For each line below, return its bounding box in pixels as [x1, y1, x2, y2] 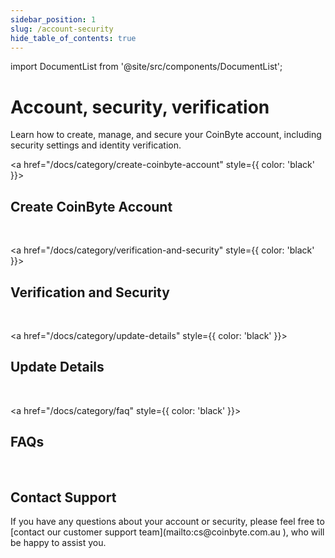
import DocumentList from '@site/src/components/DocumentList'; [10, 61, 283, 73]
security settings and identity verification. [10, 139, 182, 151]
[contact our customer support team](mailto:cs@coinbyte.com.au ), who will [10, 526, 325, 538]
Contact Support [10, 489, 117, 506]
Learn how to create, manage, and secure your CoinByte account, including [10, 129, 322, 141]
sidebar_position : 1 [10, 14, 97, 25]
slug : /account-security [10, 24, 114, 34]
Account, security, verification [10, 96, 270, 118]
